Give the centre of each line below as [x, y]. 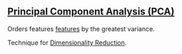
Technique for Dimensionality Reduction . [67, 43]
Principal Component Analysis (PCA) [91, 12]
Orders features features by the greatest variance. [81, 28]
